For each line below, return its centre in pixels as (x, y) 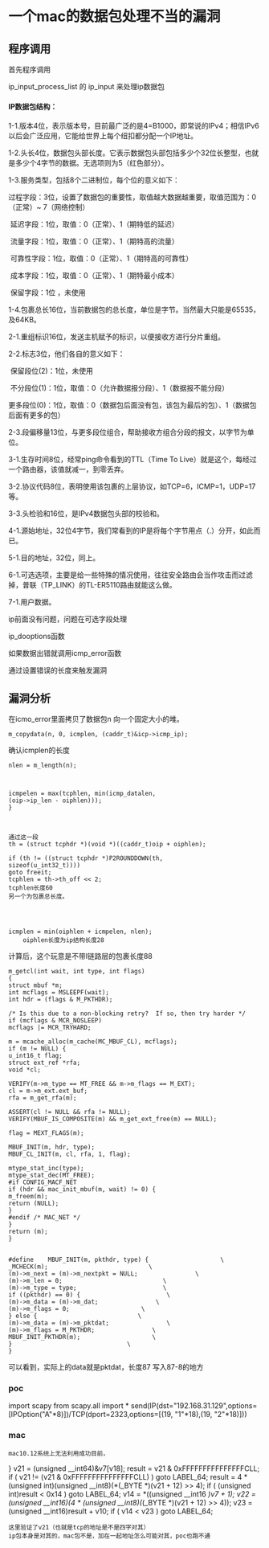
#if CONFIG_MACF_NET (43, 1182)
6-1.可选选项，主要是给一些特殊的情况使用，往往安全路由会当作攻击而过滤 (130, 575)
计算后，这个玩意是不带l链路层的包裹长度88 (80, 956)
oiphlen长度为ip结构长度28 (63, 940)
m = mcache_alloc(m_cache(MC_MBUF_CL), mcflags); (93, 1042)
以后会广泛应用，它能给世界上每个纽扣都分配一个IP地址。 (103, 136)
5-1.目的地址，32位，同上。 (54, 558)
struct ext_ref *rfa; (45, 1063)
